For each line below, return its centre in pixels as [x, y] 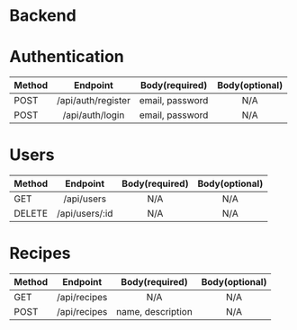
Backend [43, 16]
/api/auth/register [94, 101]
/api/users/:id [85, 214]
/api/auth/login [94, 115]
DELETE [31, 214]
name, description [155, 312]
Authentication [67, 57]
